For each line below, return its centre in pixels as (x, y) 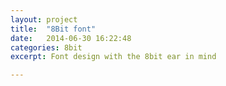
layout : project (44, 19)
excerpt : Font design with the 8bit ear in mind (113, 57)
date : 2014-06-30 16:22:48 (71, 38)
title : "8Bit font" (53, 29)
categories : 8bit (46, 47)
